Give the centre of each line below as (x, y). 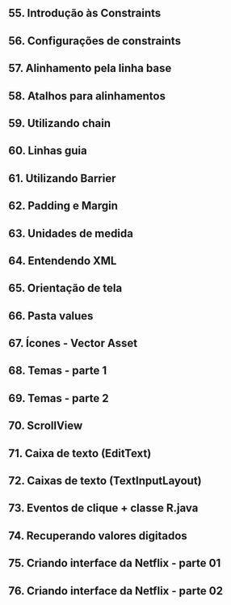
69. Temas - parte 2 (59, 398)
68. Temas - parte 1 (58, 371)
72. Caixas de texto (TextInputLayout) (105, 481)
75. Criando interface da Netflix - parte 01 (115, 563)
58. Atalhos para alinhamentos (87, 96)
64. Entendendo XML (63, 261)
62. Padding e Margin (63, 206)
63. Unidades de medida (71, 233)
